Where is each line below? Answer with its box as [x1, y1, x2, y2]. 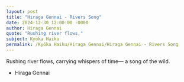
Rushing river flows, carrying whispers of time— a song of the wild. [6, 57, 170, 65]
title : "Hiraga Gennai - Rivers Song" [6, 14, 102, 20]
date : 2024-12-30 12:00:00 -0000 [6, 19, 89, 25]
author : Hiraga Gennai [6, 25, 62, 31]
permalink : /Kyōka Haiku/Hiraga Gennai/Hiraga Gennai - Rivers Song [6, 42, 179, 48]
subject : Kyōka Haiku [6, 36, 60, 42]
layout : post [6, 8, 38, 15]
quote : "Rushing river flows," [6, 31, 83, 37]
